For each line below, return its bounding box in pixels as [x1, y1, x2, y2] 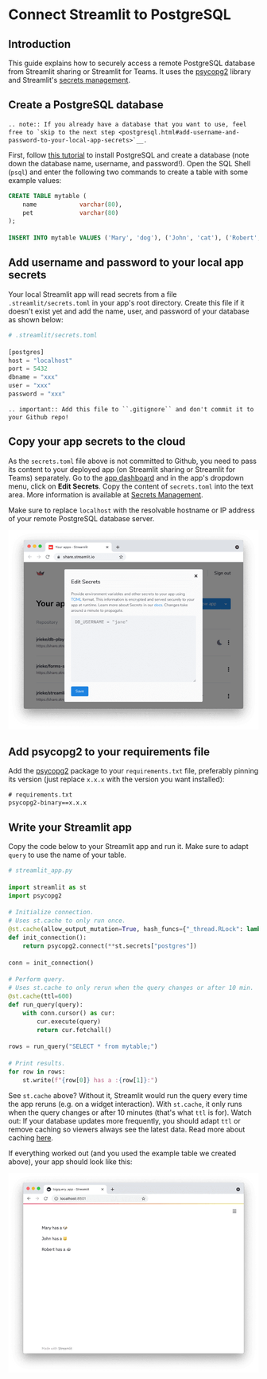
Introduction [8, 37, 72, 51]
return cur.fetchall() [37, 1026, 112, 1034]
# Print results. [8, 1060, 66, 1068]
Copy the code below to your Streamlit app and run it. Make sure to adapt [8, 842, 249, 851]
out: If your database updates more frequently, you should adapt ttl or [8, 1116, 241, 1125]
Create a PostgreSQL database [8, 98, 164, 112]
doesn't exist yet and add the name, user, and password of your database [8, 306, 250, 316]
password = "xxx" [8, 390, 66, 398]
